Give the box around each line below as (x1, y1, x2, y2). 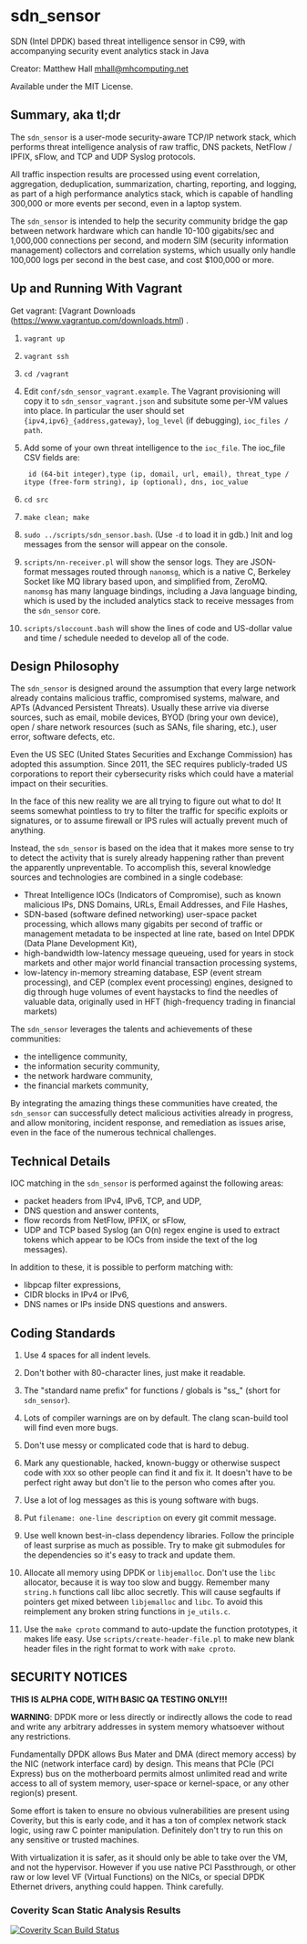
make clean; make (23, 512, 90, 522)
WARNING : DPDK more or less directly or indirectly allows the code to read (10, 1711, 292, 1722)
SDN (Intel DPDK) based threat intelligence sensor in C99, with (10, 36, 246, 47)
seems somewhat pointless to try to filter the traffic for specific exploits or (10, 806, 289, 817)
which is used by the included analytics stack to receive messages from (23, 595, 294, 606)
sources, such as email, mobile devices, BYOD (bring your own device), (10, 712, 279, 723)
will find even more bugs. (23, 1422, 119, 1432)
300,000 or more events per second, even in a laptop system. (10, 197, 242, 208)
